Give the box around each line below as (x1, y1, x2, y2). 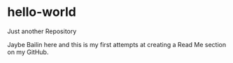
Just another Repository (7, 27, 77, 35)
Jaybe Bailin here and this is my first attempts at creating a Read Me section (7, 40, 226, 48)
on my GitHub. (7, 48, 49, 56)
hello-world (7, 4, 77, 20)
